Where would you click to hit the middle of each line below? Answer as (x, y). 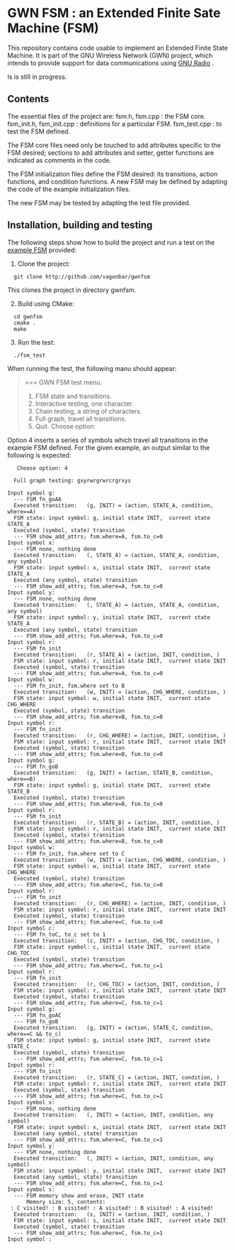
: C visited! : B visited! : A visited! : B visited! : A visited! (112, 1208)
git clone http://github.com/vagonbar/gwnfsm (82, 276)
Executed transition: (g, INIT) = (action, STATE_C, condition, (114, 1028)
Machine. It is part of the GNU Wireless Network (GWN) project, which (110, 55)
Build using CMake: (46, 303)
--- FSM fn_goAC (38, 1015)
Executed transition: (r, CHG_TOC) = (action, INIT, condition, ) (117, 984)
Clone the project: (44, 264)
